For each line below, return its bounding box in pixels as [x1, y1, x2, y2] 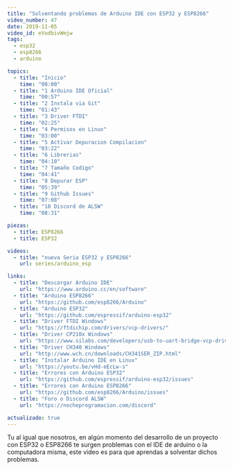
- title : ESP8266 [13, 228, 64, 236]
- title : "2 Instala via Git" [13, 100, 101, 107]
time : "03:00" [19, 132, 60, 139]
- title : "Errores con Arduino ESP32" [13, 369, 126, 376]
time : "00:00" [19, 80, 60, 87]
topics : [7, 67, 30, 75]
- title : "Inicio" [13, 74, 67, 81]
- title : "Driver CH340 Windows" [13, 344, 110, 351]
